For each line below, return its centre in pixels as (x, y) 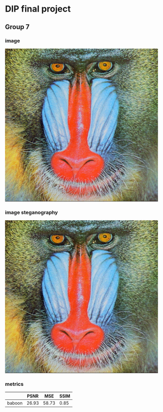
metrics (14, 384)
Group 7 (17, 27)
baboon (15, 403)
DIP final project (38, 9)
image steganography (32, 212)
